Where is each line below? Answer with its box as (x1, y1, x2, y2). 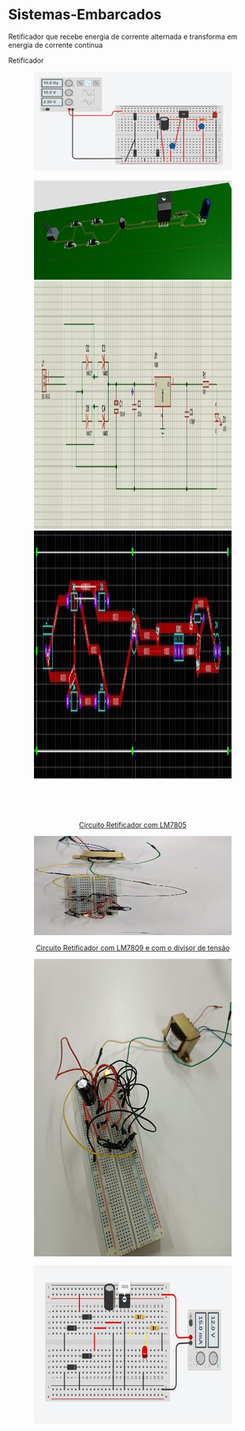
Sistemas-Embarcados (8, 6, 162, 24)
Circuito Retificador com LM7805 (78, 819, 187, 830)
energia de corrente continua (8, 40, 104, 49)
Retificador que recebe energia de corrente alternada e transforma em (8, 32, 238, 41)
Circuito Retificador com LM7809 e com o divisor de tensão (35, 942, 231, 953)
